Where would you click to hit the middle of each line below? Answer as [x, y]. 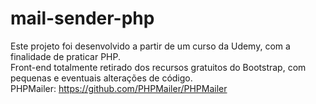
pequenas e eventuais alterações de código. [101, 78]
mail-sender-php [82, 18]
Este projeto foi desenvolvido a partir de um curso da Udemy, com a [150, 46]
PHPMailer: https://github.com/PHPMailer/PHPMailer [119, 88]
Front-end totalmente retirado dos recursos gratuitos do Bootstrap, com [158, 67]
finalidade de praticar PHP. [65, 56]
